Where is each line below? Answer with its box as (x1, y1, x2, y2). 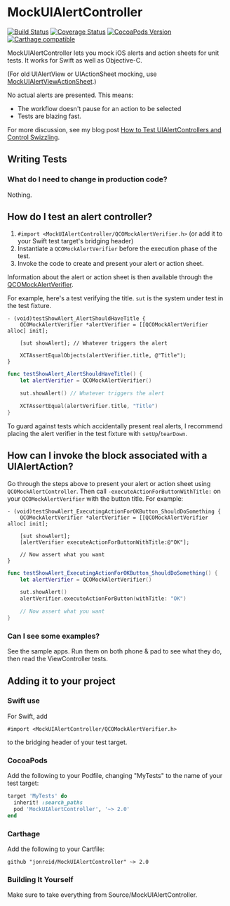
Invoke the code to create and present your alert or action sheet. (17, 260, 204, 268)
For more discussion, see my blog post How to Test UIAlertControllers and (7, 125, 222, 134)
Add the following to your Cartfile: (7, 845, 105, 853)
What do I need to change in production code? (7, 174, 168, 184)
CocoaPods (7, 755, 48, 765)
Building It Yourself (7, 874, 74, 884)
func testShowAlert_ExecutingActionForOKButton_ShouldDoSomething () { (7, 569, 218, 577)
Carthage (7, 829, 41, 838)
